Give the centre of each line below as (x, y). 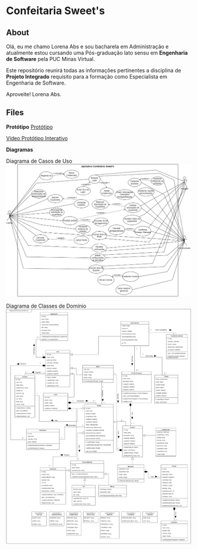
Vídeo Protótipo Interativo (37, 138)
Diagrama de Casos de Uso (39, 161)
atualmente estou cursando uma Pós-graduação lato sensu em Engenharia (97, 53)
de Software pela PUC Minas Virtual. (50, 59)
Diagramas (20, 149)
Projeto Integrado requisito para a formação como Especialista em (87, 77)
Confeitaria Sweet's (56, 11)
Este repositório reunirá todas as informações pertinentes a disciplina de (94, 70)
